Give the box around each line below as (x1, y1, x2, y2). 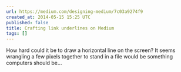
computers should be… (6, 60, 62, 67)
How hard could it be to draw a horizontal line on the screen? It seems (6, 47, 176, 54)
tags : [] (6, 31, 28, 37)
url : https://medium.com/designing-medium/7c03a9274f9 (6, 8, 143, 15)
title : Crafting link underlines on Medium (6, 25, 115, 31)
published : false (6, 19, 49, 25)
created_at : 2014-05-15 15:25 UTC (6, 14, 91, 20)
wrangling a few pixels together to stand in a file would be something (6, 53, 173, 60)
